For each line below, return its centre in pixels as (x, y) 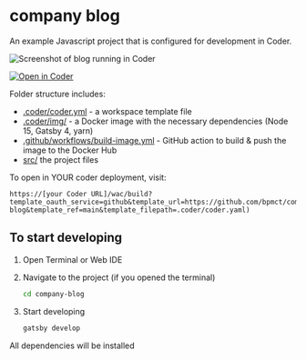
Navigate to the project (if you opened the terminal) (119, 277)
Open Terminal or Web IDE (72, 259)
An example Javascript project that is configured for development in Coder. (151, 41)
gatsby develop (51, 328)
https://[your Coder (49, 194)
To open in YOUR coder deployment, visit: (88, 177)
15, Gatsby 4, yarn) (58, 130)
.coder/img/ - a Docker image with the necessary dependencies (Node (155, 121)
